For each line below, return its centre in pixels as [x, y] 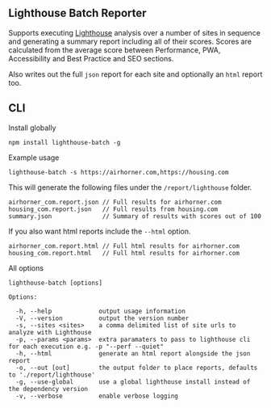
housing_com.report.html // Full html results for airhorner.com [124, 253]
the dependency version [48, 389]
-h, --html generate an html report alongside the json [133, 353]
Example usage [34, 158]
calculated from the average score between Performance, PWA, [115, 50]
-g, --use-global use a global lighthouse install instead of [133, 382]
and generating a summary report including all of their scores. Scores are [130, 41]
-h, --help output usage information [100, 311]
